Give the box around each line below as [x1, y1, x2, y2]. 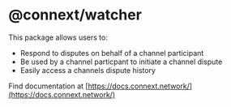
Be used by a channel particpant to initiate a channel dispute [19, 57, 223, 66]
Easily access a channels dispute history [19, 65, 156, 75]
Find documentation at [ [8, 81, 88, 91]
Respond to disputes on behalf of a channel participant [19, 48, 204, 58]
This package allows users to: [8, 32, 108, 42]
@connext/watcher [8, 6, 142, 24]
